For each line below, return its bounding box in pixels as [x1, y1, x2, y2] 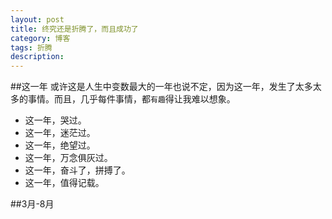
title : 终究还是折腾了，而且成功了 [10, 24, 139, 34]
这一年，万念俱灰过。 [24, 152, 113, 164]
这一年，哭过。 [24, 114, 87, 126]
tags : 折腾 [10, 42, 53, 53]
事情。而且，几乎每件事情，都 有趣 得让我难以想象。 [27, 93, 236, 105]
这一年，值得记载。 [24, 177, 105, 189]
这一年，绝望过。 [24, 139, 96, 151]
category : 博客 [10, 33, 71, 43]
